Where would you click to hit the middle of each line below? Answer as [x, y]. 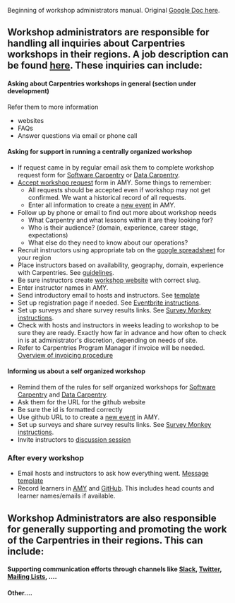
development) [28, 90]
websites [31, 120]
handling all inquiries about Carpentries [96, 43]
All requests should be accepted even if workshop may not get [119, 189]
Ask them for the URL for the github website [82, 402]
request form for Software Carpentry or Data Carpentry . [98, 175]
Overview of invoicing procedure [65, 355]
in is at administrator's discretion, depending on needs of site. [107, 340]
